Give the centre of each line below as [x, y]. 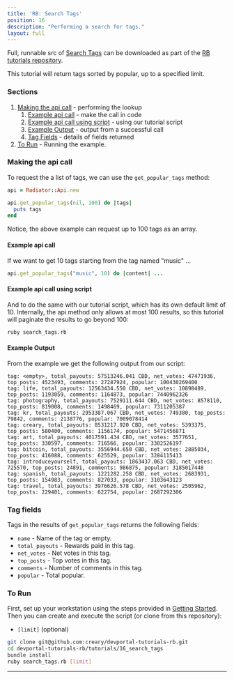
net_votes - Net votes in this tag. [64, 553]
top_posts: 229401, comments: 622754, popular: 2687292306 [95, 492]
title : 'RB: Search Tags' [45, 14]
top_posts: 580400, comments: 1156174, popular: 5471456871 [96, 431]
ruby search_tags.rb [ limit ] [49, 662]
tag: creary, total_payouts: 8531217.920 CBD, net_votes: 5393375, [107, 425]
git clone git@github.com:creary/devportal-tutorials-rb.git [98, 642]
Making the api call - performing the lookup [79, 107]
